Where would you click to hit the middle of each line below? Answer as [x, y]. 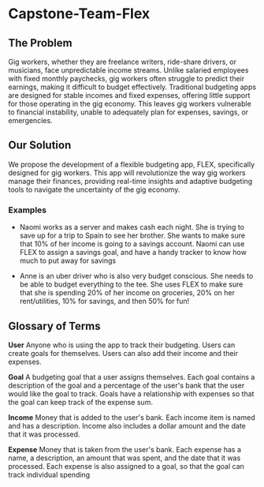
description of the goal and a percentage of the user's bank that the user [126, 385]
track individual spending [49, 474]
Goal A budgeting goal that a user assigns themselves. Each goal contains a [132, 376]
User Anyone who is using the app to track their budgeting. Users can [122, 345]
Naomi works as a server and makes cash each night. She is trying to [132, 227]
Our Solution [40, 146]
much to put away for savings [68, 260]
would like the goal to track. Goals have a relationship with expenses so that [131, 393]
